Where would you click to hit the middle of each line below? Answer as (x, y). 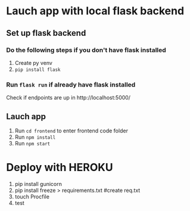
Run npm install (35, 137)
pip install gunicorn (38, 184)
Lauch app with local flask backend (95, 11)
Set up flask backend (46, 33)
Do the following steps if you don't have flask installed (86, 50)
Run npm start (32, 143)
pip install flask (38, 70)
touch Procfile (32, 196)
